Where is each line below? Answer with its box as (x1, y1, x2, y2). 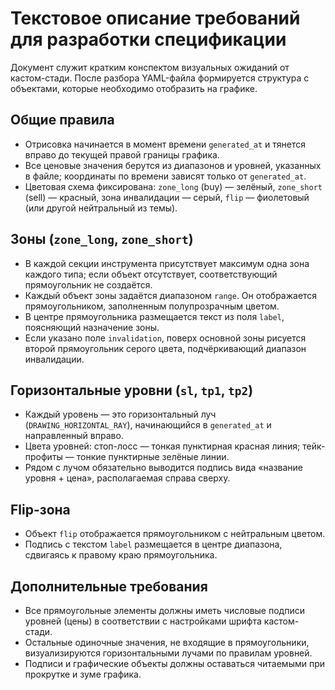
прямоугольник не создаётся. (24, 278, 153, 291)
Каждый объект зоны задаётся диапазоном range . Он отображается (24, 289, 318, 301)
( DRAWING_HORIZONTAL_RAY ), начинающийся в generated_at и (24, 419, 272, 431)
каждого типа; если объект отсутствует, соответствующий (24, 268, 278, 280)
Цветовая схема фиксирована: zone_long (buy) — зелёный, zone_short (24, 180, 323, 192)
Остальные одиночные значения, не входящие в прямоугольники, (24, 637, 310, 648)
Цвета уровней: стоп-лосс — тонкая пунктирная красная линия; (24, 440, 301, 452)
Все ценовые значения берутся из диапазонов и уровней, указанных (24, 159, 322, 171)
